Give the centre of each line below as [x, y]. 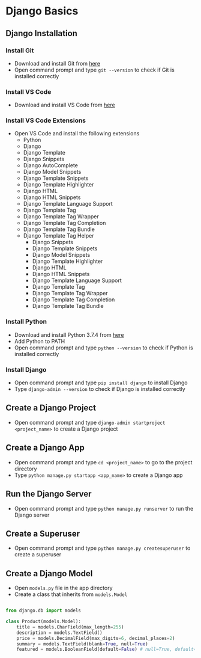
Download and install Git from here [57, 63]
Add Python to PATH [40, 341]
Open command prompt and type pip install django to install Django [101, 383]
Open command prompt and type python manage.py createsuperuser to [102, 548]
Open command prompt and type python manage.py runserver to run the [104, 508]
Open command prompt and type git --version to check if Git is [94, 70]
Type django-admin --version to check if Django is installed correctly [100, 389]
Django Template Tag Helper [58, 236]
